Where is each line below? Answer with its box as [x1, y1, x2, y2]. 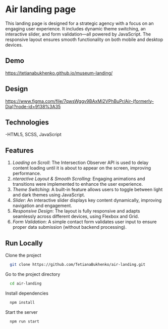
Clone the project [5, 252, 41, 258]
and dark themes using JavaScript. [12, 192, 85, 198]
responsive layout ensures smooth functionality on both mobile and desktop [5, 36, 163, 43]
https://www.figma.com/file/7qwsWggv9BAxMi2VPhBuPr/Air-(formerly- [5, 98, 154, 104]
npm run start [10, 319, 39, 324]
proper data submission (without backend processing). [12, 224, 127, 230]
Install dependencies [5, 290, 49, 296]
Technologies [5, 118, 49, 127]
